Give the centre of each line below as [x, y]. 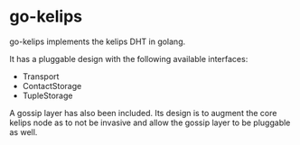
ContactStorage [52, 86]
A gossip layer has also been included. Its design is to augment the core [143, 113]
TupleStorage [47, 95]
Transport [41, 76]
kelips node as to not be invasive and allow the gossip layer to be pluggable [150, 122]
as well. [23, 131]
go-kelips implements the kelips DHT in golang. [98, 41]
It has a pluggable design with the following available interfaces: [129, 59]
